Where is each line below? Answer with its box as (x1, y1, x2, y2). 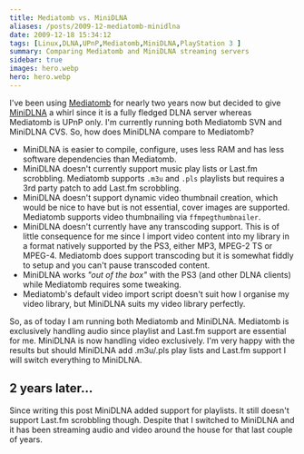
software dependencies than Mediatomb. (22, 153, 177, 164)
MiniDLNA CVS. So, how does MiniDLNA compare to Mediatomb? (9, 126, 254, 137)
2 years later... (9, 380, 93, 396)
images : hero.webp (9, 64, 79, 74)
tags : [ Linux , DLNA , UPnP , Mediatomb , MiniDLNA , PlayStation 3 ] (9, 38, 242, 48)
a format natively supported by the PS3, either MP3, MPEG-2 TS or (22, 240, 273, 251)
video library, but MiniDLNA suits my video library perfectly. (22, 298, 246, 309)
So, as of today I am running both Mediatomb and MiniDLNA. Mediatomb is (9, 315, 289, 327)
